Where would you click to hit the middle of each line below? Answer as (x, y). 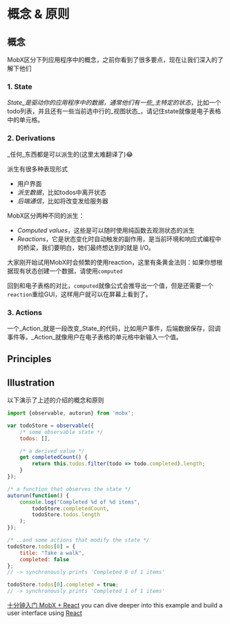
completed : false (45, 559)
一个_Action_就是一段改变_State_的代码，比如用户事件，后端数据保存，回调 (114, 328)
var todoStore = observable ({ (51, 426)
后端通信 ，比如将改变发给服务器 (63, 200)
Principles (29, 359)
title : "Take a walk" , (52, 553)
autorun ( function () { (38, 495)
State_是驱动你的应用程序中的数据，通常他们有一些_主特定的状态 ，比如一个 (114, 103)
